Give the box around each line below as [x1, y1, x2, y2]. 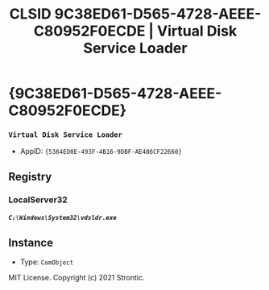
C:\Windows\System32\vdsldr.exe [8, 214, 117, 222]
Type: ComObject [19, 257, 74, 267]
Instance [8, 235, 54, 250]
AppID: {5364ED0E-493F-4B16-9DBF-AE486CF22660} [19, 147, 183, 156]
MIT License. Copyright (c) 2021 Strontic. [8, 273, 145, 283]
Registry [8, 170, 52, 184]
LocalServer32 [8, 194, 68, 205]
